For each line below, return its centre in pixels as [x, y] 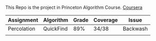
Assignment [23, 20]
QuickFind [56, 29]
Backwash [135, 29]
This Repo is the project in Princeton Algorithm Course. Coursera [74, 7]
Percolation [22, 29]
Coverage [105, 20]
